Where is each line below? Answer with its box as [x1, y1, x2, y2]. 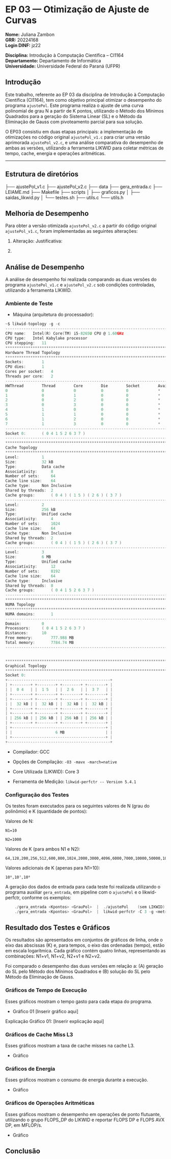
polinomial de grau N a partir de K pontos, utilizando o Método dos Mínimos [5, 107, 164, 114]
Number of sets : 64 [5, 474, 56, 479]
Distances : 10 [5, 631, 47, 636]
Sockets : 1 [5, 360, 44, 365]
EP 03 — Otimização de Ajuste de [5, 4, 149, 15]
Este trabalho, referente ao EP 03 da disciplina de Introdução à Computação [5, 91, 165, 98]
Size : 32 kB [5, 459, 53, 464]
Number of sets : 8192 [5, 569, 60, 574]
